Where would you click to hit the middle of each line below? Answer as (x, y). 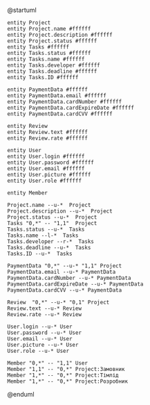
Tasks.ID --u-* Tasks (40, 254)
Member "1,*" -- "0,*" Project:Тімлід (63, 375)
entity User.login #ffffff (46, 156)
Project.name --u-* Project (49, 205)
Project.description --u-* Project (60, 211)
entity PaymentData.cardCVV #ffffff (60, 114)
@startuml (22, 10)
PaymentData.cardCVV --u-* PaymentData (65, 290)
